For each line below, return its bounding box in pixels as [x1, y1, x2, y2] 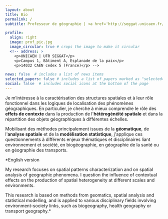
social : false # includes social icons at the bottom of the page [5, 81, 149, 86]
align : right [9, 35, 37, 40]
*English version [5, 156, 40, 162]
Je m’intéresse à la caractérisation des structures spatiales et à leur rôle [5, 94, 153, 100]
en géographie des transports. [5, 147, 68, 153]
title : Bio [5, 12, 28, 17]
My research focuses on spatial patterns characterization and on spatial [5, 166, 153, 172]
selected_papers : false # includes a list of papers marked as [5, 76, 140, 81]
